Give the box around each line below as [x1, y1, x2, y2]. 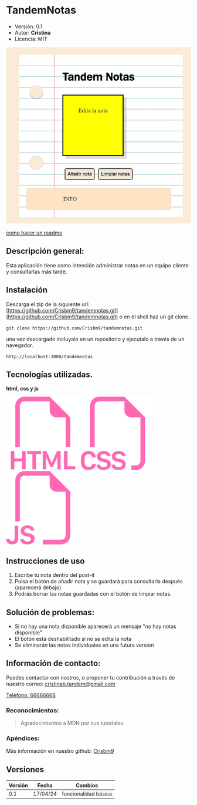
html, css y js [6, 385, 39, 392]
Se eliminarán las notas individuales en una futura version [14, 641, 154, 648]
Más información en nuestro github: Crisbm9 [6, 748, 114, 755]
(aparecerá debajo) [14, 584, 62, 591]
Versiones [6, 765, 45, 775]
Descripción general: [6, 246, 84, 256]
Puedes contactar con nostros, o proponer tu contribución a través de [6, 674, 175, 681]
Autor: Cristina [14, 29, 51, 36]
